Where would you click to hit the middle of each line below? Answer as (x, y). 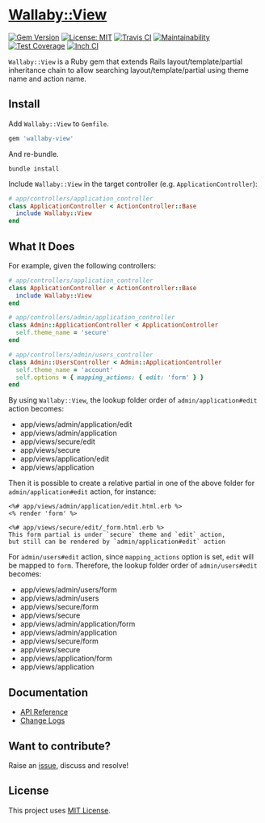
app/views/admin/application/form (78, 624)
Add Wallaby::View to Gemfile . (59, 124)
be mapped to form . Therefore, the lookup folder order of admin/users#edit (133, 566)
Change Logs (42, 720)
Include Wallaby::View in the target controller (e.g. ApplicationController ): (133, 184)
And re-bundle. (34, 154)
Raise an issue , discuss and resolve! (69, 765)
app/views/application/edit (65, 459)
